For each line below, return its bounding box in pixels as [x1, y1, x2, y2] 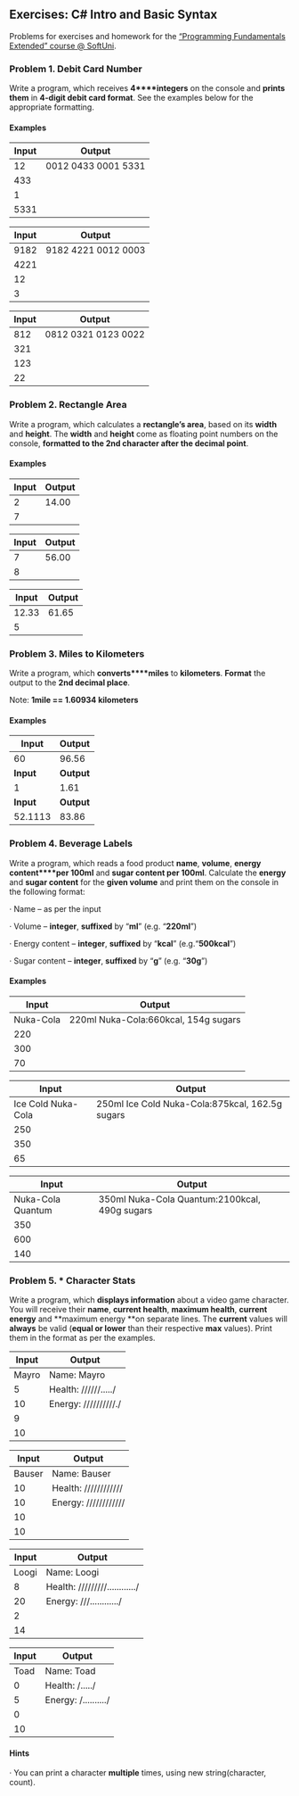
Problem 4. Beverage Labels [9, 838, 133, 850]
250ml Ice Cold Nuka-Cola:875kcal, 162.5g [96, 1097, 283, 1110]
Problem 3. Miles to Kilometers [9, 647, 145, 659]
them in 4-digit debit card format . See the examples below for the [9, 93, 254, 103]
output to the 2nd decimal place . [9, 677, 131, 688]
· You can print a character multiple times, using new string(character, [9, 1767, 267, 1778]
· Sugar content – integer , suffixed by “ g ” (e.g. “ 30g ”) [9, 955, 208, 966]
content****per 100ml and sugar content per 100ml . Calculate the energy [9, 867, 287, 878]
